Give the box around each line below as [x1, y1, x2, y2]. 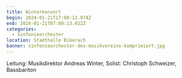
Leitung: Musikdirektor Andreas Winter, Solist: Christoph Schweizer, [6, 59, 177, 67]
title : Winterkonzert [6, 9, 62, 15]
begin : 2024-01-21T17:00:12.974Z [6, 15, 92, 21]
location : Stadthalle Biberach [6, 37, 86, 43]
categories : [6, 26, 37, 32]
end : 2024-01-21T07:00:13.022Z [6, 20, 86, 26]
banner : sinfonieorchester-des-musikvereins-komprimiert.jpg [6, 43, 166, 49]
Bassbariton [6, 66, 37, 73]
